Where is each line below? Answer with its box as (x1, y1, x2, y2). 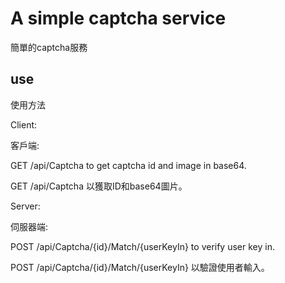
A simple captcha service (10, 7, 227, 30)
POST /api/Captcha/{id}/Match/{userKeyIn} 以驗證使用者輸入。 (10, 261, 270, 273)
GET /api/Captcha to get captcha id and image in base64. (10, 159, 247, 171)
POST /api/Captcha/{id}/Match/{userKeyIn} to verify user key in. (10, 240, 275, 252)
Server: (10, 200, 41, 212)
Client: (10, 118, 38, 131)
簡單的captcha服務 (10, 41, 88, 53)
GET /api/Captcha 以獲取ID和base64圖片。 (10, 180, 188, 192)
